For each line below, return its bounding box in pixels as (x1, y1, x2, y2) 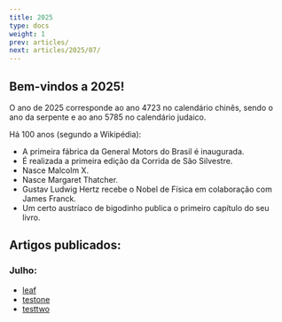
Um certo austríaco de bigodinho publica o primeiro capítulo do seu (21, 202, 270, 213)
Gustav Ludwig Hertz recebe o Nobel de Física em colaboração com (21, 184, 272, 194)
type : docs (9, 21, 50, 30)
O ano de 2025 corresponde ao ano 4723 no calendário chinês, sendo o (9, 102, 273, 113)
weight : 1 (9, 29, 46, 38)
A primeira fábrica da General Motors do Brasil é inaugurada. (21, 145, 245, 156)
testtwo (21, 303, 51, 314)
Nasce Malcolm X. (21, 165, 90, 176)
